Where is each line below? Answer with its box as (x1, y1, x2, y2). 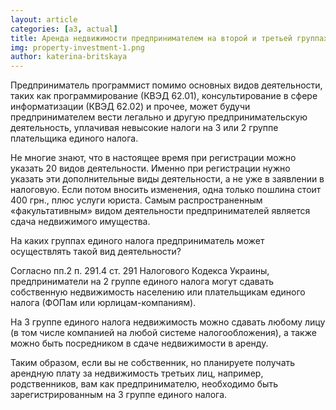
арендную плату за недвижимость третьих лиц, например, (10, 367, 264, 380)
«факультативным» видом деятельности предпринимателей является (10, 205, 311, 217)
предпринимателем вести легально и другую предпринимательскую (10, 111, 308, 123)
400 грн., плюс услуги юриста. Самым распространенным (10, 194, 263, 206)
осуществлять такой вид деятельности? (10, 246, 182, 258)
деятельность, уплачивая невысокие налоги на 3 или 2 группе (10, 122, 279, 134)
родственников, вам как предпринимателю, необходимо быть (10, 378, 278, 390)
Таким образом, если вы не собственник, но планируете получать (10, 357, 296, 369)
